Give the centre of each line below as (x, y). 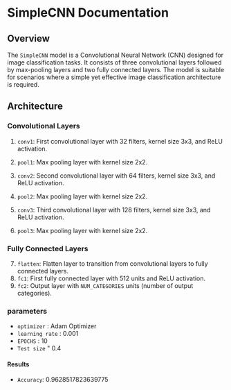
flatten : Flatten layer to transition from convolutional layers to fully (113, 263)
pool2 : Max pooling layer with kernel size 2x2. (82, 196)
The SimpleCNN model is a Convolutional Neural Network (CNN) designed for (115, 55)
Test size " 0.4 (39, 348)
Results (18, 364)
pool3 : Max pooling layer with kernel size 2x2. (82, 230)
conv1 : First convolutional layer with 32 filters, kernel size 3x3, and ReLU (120, 141)
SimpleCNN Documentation (88, 13)
